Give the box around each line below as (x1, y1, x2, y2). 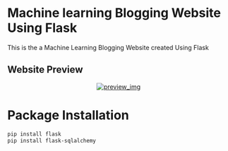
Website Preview (7, 64, 83, 75)
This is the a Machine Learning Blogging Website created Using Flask (7, 43, 210, 52)
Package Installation (7, 107, 129, 123)
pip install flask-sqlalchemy (7, 137, 97, 144)
